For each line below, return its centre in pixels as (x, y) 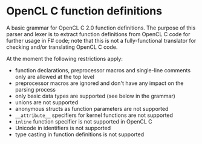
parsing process (35, 89)
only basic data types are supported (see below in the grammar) (95, 96)
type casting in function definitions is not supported (79, 134)
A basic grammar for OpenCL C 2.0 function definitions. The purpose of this (101, 28)
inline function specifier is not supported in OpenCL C (83, 121)
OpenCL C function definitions (84, 11)
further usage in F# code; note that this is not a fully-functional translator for (101, 40)
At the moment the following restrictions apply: (64, 58)
